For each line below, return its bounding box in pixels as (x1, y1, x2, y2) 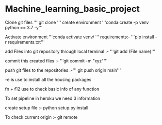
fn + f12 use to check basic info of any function (5, 86, 99, 92)
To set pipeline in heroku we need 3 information (5, 95, 100, 101)
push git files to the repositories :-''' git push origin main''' (5, 67, 121, 73)
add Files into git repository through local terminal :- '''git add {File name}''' (5, 48, 156, 54)
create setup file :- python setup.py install (5, 105, 89, 110)
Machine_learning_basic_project (5, 3, 140, 15)
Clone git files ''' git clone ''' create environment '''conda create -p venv (5, 19, 149, 25)
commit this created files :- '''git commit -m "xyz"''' (5, 58, 108, 63)
